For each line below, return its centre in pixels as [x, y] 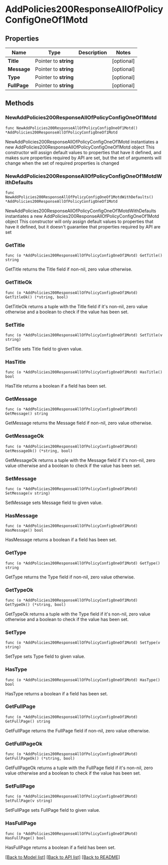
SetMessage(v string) [28, 493]
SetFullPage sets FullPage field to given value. [53, 810]
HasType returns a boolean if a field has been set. [57, 693]
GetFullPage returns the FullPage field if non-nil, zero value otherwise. [78, 730]
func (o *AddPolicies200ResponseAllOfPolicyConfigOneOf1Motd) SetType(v [83, 643]
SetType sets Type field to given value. [45, 657]
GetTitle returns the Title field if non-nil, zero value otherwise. [69, 269]
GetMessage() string [27, 414]
